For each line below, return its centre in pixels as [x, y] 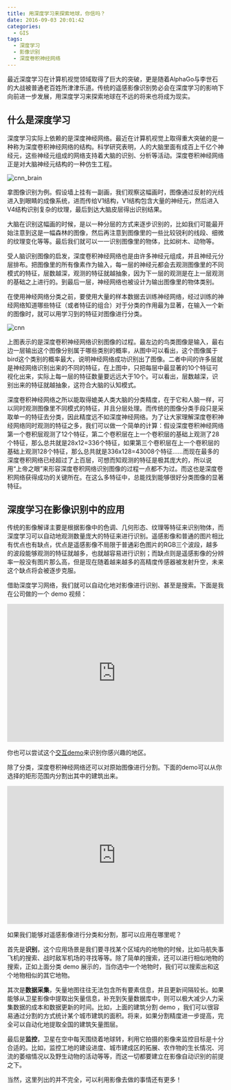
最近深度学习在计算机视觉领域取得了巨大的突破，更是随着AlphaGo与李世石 [113, 79]
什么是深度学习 [39, 120]
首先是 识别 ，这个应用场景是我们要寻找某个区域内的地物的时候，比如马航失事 [115, 949]
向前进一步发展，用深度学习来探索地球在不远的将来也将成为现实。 [100, 96]
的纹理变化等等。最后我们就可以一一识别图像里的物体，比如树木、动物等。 [112, 241]
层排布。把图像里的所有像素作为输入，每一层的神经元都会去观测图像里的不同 [115, 264]
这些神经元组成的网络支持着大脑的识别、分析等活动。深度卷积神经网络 [124, 155]
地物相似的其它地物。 [43, 975]
